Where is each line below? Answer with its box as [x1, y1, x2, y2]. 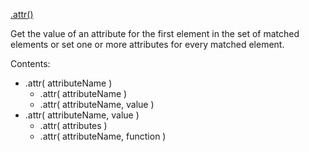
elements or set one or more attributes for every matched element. [10, 39, 285, 50]
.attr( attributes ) [39, 120, 108, 131]
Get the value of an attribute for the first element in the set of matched [10, 28, 300, 39]
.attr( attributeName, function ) [39, 130, 167, 142]
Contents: [10, 58, 51, 69]
